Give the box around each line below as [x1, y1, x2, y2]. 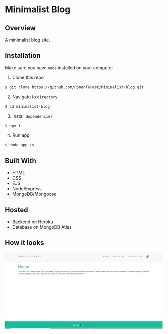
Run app [12, 132, 30, 138]
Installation [5, 51, 41, 60]
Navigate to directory [12, 94, 58, 100]
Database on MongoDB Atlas [12, 224, 72, 230]
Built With [5, 156, 36, 165]
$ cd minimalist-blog [5, 104, 50, 109]
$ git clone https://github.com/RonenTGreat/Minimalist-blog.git [5, 84, 144, 90]
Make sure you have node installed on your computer [5, 64, 113, 71]
